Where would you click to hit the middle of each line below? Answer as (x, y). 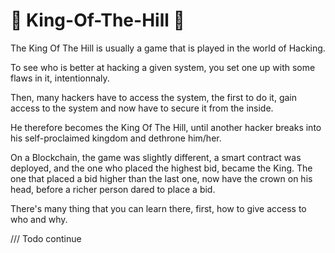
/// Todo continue (46, 238)
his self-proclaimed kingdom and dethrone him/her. (116, 138)
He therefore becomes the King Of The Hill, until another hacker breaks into (166, 127)
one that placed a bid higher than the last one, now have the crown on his (161, 178)
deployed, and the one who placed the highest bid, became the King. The (161, 168)
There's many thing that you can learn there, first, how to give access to (158, 208)
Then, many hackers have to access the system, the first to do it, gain (154, 97)
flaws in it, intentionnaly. (60, 78)
